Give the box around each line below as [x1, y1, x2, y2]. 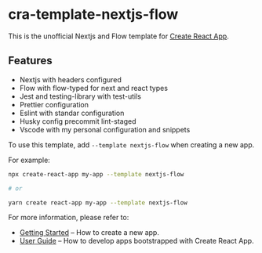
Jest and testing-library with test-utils [19, 92, 141, 101]
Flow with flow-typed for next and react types [19, 83, 169, 92]
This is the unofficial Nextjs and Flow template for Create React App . [8, 31, 229, 41]
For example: [8, 155, 51, 164]
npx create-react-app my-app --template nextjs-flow [8, 170, 184, 178]
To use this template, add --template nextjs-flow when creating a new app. [8, 139, 255, 150]
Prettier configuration [19, 99, 89, 109]
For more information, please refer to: [8, 213, 129, 222]
